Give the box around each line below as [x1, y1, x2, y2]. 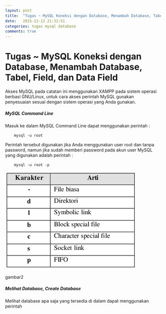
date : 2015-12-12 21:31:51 [5, 18, 65, 23]
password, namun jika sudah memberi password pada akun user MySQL [5, 147, 153, 153]
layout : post [5, 8, 32, 13]
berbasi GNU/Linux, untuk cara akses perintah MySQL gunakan [5, 94, 134, 100]
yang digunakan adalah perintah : [5, 152, 73, 158]
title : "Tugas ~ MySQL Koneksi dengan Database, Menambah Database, [5, 13, 152, 18]
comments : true [5, 29, 37, 34]
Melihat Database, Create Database [5, 285, 81, 291]
